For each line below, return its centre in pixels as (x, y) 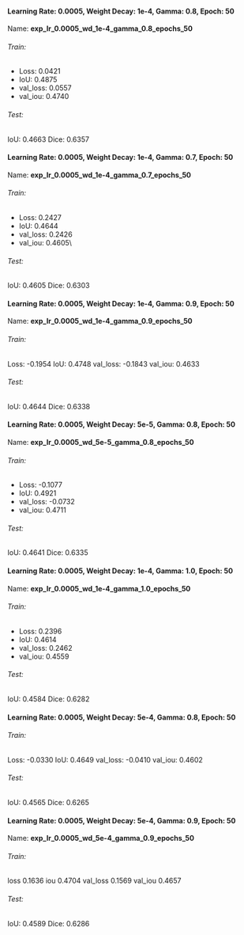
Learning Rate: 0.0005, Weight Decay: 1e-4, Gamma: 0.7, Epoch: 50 (120, 158)
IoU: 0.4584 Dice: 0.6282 (49, 699)
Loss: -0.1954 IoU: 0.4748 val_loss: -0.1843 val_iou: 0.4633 (103, 363)
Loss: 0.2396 (40, 631)
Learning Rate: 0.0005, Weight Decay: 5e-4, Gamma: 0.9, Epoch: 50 (122, 820)
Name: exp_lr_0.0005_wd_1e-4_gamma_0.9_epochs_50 (100, 321)
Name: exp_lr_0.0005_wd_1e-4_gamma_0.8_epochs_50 (100, 29)
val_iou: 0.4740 (44, 97)
